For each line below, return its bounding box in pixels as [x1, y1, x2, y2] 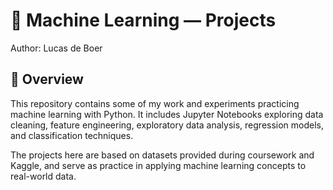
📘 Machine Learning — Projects [10, 9, 277, 32]
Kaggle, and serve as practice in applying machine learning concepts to [10, 159, 307, 171]
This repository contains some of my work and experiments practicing [10, 97, 300, 109]
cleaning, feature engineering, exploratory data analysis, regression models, [10, 119, 325, 131]
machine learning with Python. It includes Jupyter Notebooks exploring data [10, 108, 324, 120]
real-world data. [10, 170, 77, 182]
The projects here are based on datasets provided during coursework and [10, 149, 315, 161]
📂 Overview [10, 71, 84, 88]
